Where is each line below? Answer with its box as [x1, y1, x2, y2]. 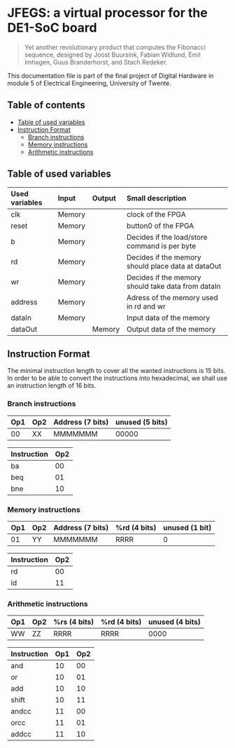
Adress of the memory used [126, 292, 218, 302]
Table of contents [7, 100, 85, 111]
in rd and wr [126, 301, 166, 311]
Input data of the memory [126, 313, 211, 322]
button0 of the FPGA [126, 221, 194, 231]
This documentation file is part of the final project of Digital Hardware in [7, 72, 214, 80]
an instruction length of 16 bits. [7, 381, 97, 390]
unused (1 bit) [163, 522, 212, 532]
